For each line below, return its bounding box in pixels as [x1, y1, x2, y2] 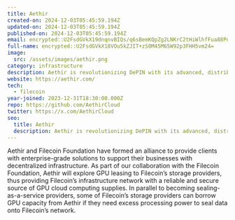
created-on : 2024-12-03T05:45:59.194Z [7, 17, 120, 24]
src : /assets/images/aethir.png [13, 56, 108, 63]
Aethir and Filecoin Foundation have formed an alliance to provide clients [7, 146, 218, 155]
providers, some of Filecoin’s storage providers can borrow [45, 191, 216, 200]
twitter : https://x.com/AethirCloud [7, 108, 114, 115]
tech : [7, 82, 23, 89]
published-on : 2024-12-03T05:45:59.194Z [7, 29, 127, 37]
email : [7, 36, 27, 43]
